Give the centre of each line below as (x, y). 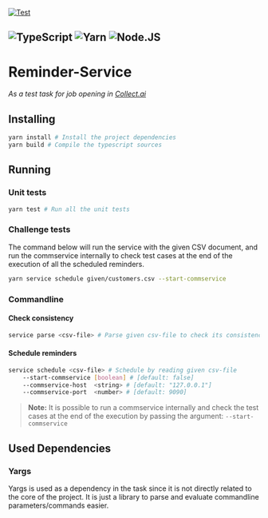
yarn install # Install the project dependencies (93, 137)
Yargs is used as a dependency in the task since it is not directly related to (130, 488)
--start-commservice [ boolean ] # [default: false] (108, 377)
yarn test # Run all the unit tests (69, 209)
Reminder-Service (70, 72)
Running (30, 170)
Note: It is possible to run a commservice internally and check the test (143, 408)
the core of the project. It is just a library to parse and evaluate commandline (134, 497)
